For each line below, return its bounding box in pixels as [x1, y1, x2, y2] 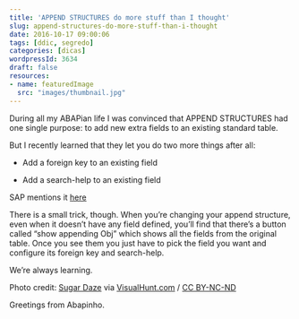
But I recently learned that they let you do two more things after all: [9, 140, 256, 151]
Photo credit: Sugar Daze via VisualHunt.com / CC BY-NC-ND [9, 281, 237, 292]
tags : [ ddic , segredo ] [9, 38, 94, 47]
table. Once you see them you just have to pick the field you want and [9, 237, 267, 248]
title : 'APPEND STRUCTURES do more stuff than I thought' [9, 13, 230, 22]
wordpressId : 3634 [9, 55, 78, 64]
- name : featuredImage [9, 80, 94, 89]
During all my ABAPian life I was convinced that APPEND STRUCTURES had [9, 113, 288, 124]
